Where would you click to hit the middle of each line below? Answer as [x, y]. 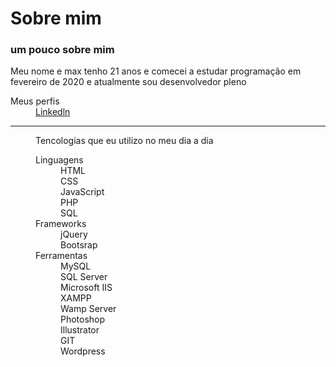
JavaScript [82, 192]
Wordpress [83, 351]
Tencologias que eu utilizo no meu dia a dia [124, 141]
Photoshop [83, 319]
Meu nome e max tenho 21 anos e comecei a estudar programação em [156, 71]
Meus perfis [35, 101]
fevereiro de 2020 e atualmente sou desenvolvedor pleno [128, 82]
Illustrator [80, 330]
